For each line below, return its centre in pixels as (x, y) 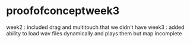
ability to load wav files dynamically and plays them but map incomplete (94, 33)
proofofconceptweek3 (63, 11)
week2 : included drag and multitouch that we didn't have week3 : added (95, 27)
